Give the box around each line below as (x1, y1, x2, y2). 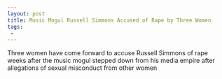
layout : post (7, 10, 46, 17)
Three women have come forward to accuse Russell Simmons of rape (7, 49, 209, 57)
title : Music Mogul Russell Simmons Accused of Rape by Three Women (7, 17, 211, 24)
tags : (7, 23, 23, 30)
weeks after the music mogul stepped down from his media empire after (7, 57, 216, 65)
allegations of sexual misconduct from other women (7, 64, 158, 72)
